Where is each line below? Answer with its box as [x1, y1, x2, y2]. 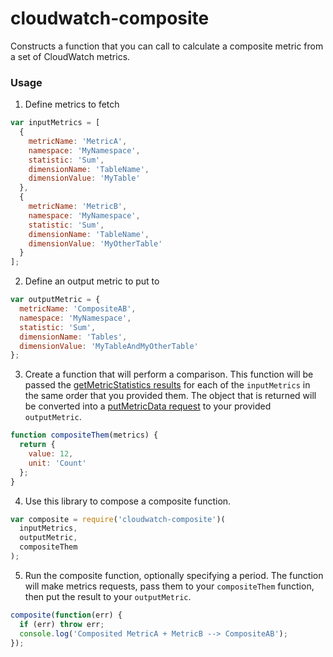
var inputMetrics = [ [10, 118, 101, 128]
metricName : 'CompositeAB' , [19, 304, 137, 314]
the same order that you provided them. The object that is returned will [24, 390, 317, 402]
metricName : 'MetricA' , [28, 136, 128, 146]
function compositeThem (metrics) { [10, 430, 159, 441]
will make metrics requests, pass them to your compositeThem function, [24, 580, 315, 592]
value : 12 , [28, 449, 74, 459]
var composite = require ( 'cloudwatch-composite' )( [10, 514, 226, 524]
